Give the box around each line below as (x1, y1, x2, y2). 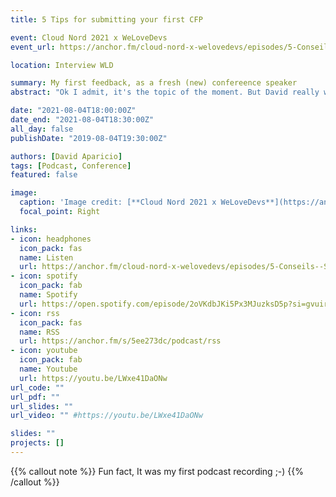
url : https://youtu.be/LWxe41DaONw (19, 373, 168, 383)
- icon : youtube (10, 346, 78, 356)
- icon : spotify (10, 271, 78, 281)
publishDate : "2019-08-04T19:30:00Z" (10, 133, 168, 143)
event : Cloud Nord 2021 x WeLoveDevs (10, 32, 168, 43)
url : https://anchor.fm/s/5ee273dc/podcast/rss (19, 336, 222, 346)
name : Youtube (19, 364, 78, 374)
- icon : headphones (10, 234, 92, 244)
